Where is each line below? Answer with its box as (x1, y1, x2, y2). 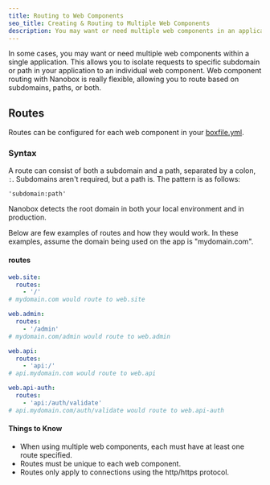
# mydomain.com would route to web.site (8, 295, 146, 304)
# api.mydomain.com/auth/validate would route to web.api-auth (8, 406, 225, 414)
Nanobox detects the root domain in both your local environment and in (8, 204, 245, 214)
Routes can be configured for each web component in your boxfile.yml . (8, 128, 244, 138)
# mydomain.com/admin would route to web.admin (8, 332, 171, 340)
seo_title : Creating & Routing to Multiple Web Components (8, 19, 211, 27)
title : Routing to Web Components (8, 11, 125, 20)
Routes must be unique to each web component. (19, 458, 182, 468)
